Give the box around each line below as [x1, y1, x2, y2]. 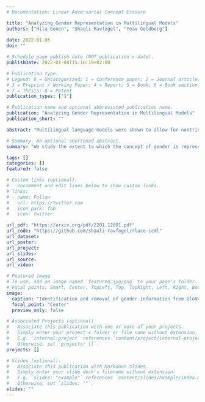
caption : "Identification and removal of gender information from [12, 296, 184, 302]
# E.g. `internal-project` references [6, 335, 111, 341]
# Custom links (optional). [6, 177, 78, 184]
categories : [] [6, 160, 45, 166]
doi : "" [6, 43, 26, 49]
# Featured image [6, 273, 51, 279]
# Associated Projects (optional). [6, 318, 97, 324]
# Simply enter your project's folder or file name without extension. [6, 330, 198, 336]
